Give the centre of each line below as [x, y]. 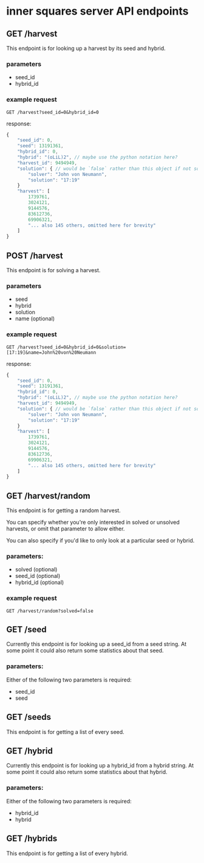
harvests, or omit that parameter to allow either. [66, 529]
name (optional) [35, 319]
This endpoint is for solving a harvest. [53, 270]
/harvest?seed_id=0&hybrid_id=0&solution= [72, 347]
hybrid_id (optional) [39, 582]
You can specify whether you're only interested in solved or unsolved [93, 523]
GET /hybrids [32, 839]
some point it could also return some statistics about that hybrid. [87, 772]
